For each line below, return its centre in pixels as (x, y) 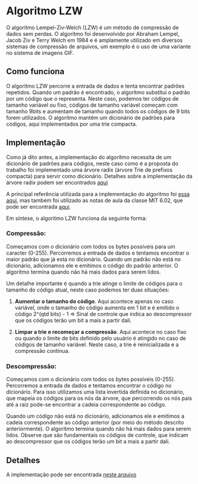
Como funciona (35, 72)
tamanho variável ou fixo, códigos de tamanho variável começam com (92, 105)
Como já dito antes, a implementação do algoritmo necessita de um (89, 157)
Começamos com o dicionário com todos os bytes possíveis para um (91, 246)
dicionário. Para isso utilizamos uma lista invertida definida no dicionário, (95, 392)
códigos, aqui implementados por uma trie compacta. (72, 124)
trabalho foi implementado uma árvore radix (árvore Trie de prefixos (89, 170)
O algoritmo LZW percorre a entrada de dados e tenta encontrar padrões (95, 86)
